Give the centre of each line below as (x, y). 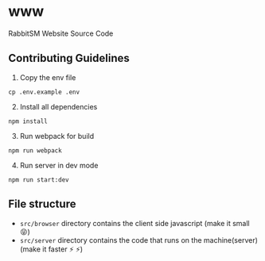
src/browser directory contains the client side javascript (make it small (134, 223)
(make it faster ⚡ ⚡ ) (51, 249)
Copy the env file (48, 77)
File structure (42, 204)
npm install (28, 121)
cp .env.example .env (44, 92)
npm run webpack (35, 150)
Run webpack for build (57, 136)
